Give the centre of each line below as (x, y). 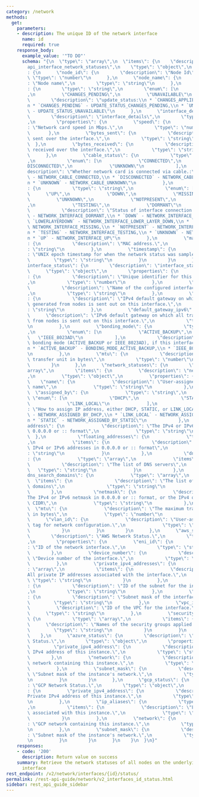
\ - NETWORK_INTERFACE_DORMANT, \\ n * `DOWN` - (86, 216)
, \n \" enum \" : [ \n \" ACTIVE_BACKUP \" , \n (110, 332)
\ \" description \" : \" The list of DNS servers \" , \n (107, 464)
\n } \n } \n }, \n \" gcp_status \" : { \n (108, 680)
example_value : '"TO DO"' (54, 56)
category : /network (30, 12)
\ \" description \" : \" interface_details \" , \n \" (107, 116)
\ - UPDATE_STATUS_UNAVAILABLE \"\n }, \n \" (95, 111)
